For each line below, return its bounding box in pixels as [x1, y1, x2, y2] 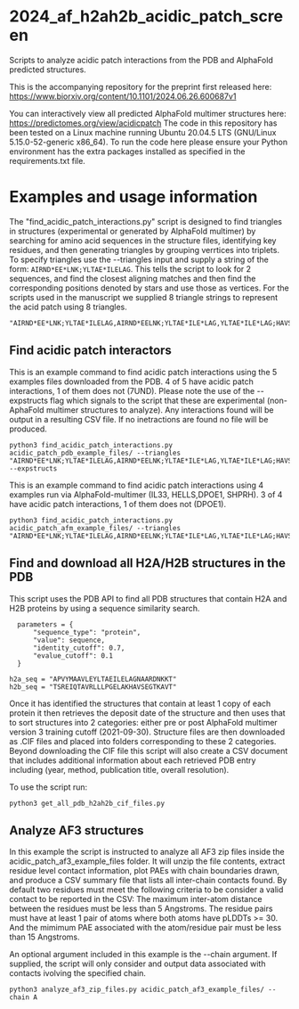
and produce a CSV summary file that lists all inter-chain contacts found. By [9, 875, 287, 886]
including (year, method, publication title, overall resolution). [9, 764, 230, 775]
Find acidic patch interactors [9, 343, 172, 358]
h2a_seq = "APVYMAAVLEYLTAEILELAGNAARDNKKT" [9, 675, 177, 684]
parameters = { [17, 619, 74, 629]
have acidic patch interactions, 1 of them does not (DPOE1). [9, 498, 227, 509]
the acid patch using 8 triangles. [9, 301, 127, 312]
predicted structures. [9, 64, 86, 75]
